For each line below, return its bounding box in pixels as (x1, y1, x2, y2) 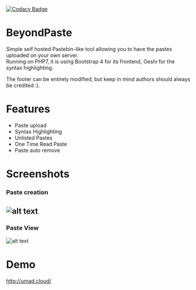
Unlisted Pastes (14, 134, 53, 141)
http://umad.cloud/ (6, 277, 52, 284)
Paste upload (14, 122, 47, 129)
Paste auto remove (14, 147, 60, 154)
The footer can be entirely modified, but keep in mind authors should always (6, 75, 191, 82)
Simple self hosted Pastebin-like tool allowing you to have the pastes (6, 45, 173, 52)
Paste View (6, 224, 39, 232)
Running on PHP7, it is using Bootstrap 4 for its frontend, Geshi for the (6, 58, 175, 65)
